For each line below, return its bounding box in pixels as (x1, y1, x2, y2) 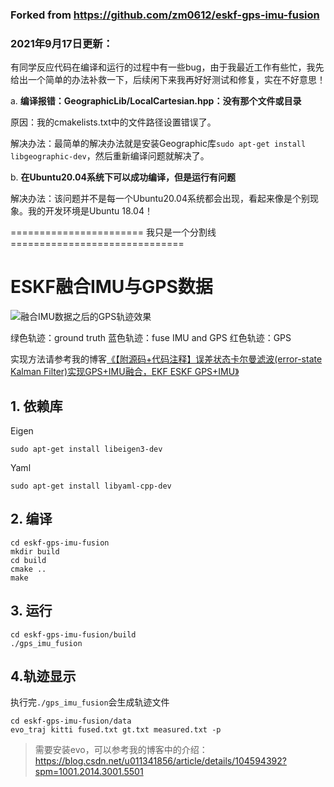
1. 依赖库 (10, 398, 63, 415)
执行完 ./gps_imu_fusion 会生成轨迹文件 (10, 696, 170, 708)
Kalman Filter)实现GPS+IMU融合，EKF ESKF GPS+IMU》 (10, 366, 240, 378)
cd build (10, 555, 47, 565)
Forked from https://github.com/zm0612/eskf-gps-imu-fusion (10, 8, 320, 22)
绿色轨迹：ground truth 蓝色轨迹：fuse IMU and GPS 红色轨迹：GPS (10, 332, 292, 344)
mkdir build (10, 546, 60, 557)
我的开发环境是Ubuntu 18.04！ (27, 205, 153, 217)
